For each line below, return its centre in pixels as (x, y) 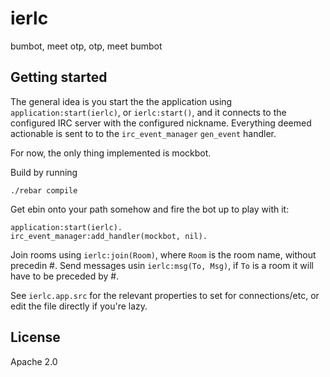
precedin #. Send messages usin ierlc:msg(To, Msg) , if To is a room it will (162, 265)
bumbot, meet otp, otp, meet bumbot (86, 46)
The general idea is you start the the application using (121, 101)
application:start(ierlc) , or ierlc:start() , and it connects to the (148, 112)
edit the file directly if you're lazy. (79, 306)
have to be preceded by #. (65, 276)
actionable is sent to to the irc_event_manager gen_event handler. (143, 133)
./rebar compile (44, 190)
